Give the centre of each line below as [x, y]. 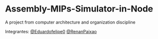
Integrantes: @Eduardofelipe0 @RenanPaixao [51, 31]
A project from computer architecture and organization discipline [70, 22]
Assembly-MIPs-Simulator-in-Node [79, 9]
